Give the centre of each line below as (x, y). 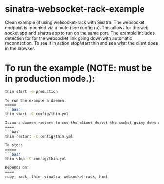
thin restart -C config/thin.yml (39, 136)
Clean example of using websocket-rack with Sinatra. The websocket (75, 22)
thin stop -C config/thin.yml (36, 159)
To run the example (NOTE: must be (79, 68)
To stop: (14, 145)
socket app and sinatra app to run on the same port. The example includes (80, 33)
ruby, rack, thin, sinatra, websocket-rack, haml (57, 177)
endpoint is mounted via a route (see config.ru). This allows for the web (77, 27)
